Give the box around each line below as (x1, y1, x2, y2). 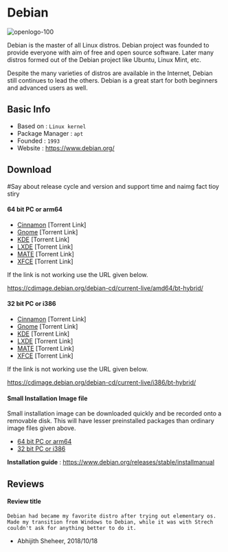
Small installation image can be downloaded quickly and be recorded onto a (7, 409, 222, 418)
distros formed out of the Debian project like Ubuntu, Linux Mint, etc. (7, 55, 201, 63)
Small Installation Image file (7, 394, 88, 402)
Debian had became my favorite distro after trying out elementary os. (7, 512, 216, 520)
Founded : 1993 (16, 136, 60, 145)
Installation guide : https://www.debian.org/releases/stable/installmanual (7, 458, 215, 467)
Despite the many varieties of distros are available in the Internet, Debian (7, 69, 213, 77)
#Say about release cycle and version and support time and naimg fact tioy (7, 182, 220, 190)
